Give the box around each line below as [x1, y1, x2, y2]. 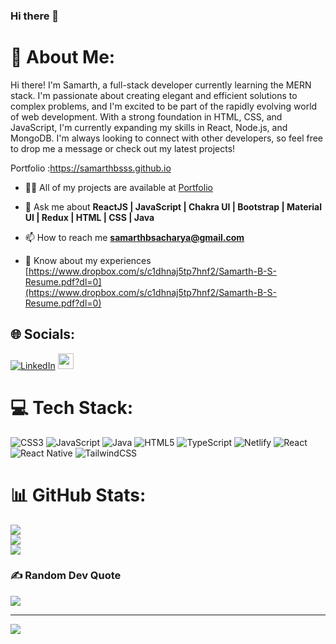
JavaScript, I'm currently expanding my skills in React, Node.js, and [10, 121, 288, 133]
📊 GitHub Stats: [10, 484, 147, 506]
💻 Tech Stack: [10, 396, 134, 419]
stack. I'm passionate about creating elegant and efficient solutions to [10, 89, 298, 101]
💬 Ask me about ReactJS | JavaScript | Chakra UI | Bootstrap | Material [24, 200, 322, 213]
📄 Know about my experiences [24, 254, 152, 266]
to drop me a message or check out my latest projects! [10, 142, 236, 154]
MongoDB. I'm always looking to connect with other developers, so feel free [10, 132, 324, 144]
